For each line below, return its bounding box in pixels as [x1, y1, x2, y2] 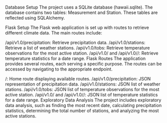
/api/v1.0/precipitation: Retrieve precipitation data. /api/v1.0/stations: [5, 39, 146, 45]
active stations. [5, 113, 36, 119]
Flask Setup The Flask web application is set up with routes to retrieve [5, 24, 150, 30]
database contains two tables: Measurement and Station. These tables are [5, 9, 158, 15]
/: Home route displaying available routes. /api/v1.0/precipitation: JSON [5, 76, 151, 81]
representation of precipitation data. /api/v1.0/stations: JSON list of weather [5, 81, 161, 87]
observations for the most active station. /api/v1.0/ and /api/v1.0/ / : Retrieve [5, 50, 159, 56]
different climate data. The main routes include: [5, 30, 102, 35]
